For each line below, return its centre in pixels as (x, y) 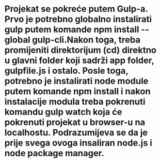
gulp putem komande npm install (72, 30)
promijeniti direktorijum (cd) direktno (80, 50)
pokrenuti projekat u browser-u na (75, 122)
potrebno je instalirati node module (77, 81)
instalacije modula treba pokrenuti (75, 102)
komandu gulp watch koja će (63, 112)
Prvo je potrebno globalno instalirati (78, 19)
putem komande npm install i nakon (78, 91)
